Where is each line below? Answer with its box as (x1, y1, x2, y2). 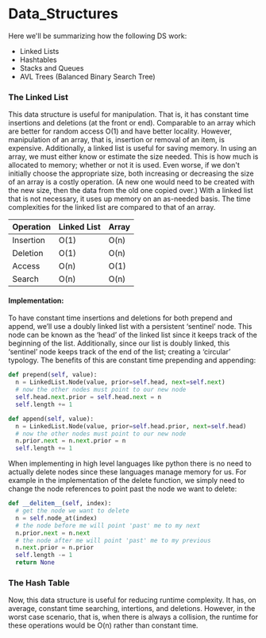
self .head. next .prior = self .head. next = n (15, 393, 161, 401)
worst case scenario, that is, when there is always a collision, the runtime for (8, 613, 258, 622)
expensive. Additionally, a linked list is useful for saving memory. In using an (8, 144, 256, 153)
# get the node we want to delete (15, 507, 129, 515)
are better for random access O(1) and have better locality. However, (8, 126, 233, 136)
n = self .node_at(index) (15, 514, 98, 522)
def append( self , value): (8, 415, 94, 423)
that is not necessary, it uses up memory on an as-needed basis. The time (8, 194, 252, 203)
